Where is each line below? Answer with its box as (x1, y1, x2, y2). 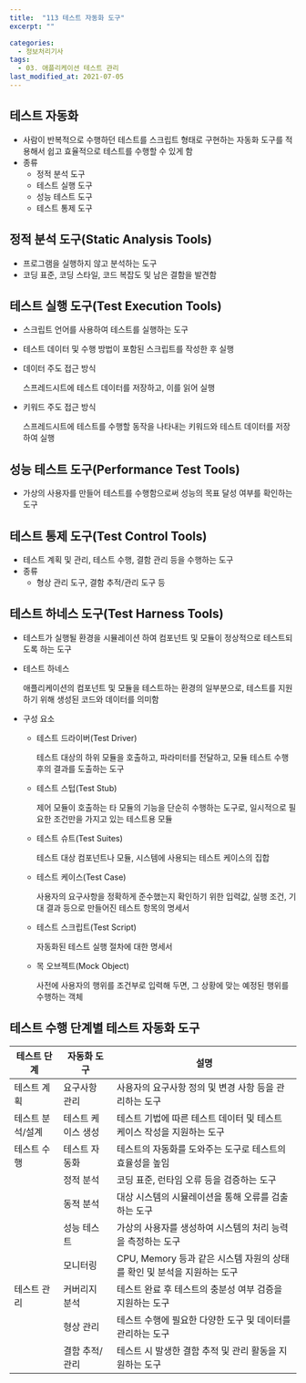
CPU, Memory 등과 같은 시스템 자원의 (117, 1252, 270, 1264)
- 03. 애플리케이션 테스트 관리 (17, 64, 119, 73)
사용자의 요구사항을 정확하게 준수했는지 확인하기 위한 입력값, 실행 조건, (36, 891, 287, 902)
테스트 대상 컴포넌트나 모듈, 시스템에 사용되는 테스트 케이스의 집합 (36, 851, 270, 862)
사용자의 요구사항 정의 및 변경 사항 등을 (117, 1081, 275, 1094)
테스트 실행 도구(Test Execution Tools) (9, 298, 222, 314)
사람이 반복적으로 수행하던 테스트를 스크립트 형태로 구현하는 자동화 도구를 (22, 134, 284, 145)
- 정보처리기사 (17, 46, 64, 56)
